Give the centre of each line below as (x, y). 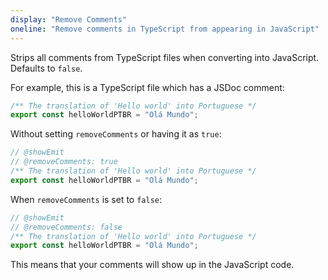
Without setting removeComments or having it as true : (116, 134)
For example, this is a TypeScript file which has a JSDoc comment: (147, 87)
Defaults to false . (46, 68)
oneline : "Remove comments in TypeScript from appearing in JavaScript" (165, 29)
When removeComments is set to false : (86, 199)
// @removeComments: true (64, 162)
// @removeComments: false (66, 227)
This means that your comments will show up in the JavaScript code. (152, 265)
